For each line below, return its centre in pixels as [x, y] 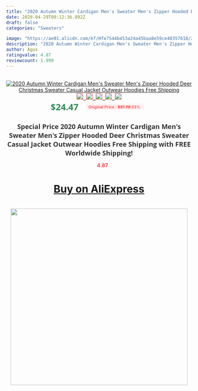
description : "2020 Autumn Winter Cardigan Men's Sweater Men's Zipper [96, 44]
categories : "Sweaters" [35, 28]
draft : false [22, 22]
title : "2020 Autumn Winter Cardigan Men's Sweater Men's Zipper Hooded [97, 11]
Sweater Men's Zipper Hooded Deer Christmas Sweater [99, 135]
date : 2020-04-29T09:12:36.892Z [46, 17]
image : [14, 39]
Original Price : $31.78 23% [114, 107]
